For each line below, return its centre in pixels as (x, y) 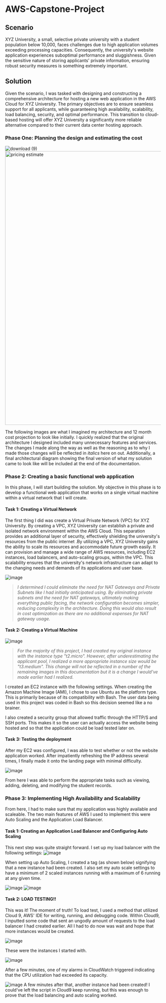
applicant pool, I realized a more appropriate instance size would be (87, 661)
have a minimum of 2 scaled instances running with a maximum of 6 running (83, 873)
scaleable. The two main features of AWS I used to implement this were (78, 814)
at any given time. (23, 878)
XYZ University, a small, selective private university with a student (72, 39)
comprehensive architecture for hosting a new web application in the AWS (81, 98)
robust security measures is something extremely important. (66, 66)
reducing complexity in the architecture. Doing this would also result (87, 608)
